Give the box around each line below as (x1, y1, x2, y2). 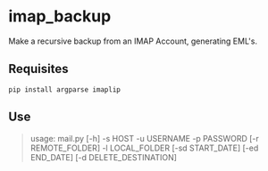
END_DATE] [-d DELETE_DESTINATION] (29, 151, 178, 162)
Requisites (8, 61, 69, 77)
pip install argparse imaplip (8, 85, 121, 94)
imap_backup (8, 6, 112, 27)
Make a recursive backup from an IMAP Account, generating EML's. (8, 36, 258, 46)
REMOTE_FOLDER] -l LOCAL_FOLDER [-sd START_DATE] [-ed (29, 142, 259, 153)
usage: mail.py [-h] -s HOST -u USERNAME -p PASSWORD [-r (29, 133, 260, 143)
